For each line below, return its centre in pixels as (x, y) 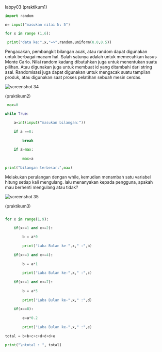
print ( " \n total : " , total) (33, 345)
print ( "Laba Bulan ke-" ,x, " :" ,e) (57, 327)
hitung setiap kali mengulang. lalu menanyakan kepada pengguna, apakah (79, 182)
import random (19, 16)
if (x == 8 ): (24, 309)
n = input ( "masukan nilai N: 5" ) (38, 24)
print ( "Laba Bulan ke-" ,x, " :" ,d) (57, 300)
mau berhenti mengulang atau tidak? (42, 187)
